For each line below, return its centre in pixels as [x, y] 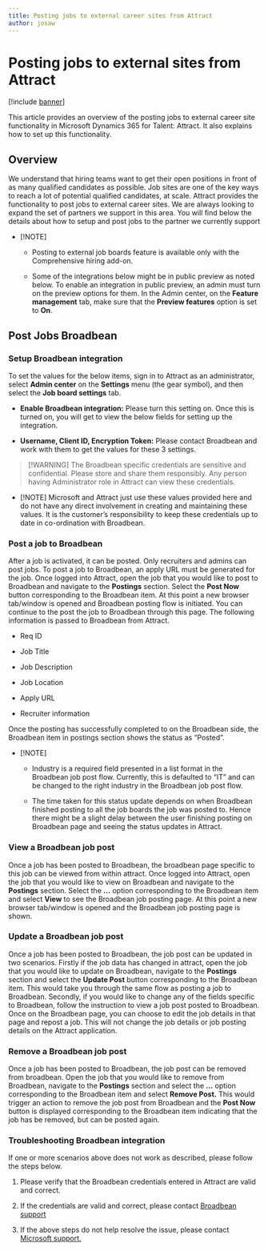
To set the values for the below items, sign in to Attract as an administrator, [132, 375]
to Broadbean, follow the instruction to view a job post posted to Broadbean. [134, 1004]
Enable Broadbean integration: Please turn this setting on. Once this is [137, 408]
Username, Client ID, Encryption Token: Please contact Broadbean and [138, 440]
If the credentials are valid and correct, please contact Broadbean [128, 1206]
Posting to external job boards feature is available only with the [136, 252]
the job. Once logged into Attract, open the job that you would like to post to [133, 578]
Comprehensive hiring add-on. [82, 261]
